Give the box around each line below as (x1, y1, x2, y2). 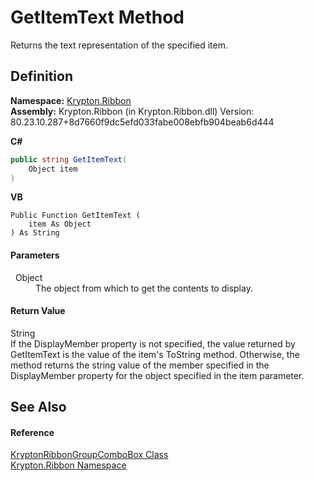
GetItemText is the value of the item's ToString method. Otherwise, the (10, 348, 300, 360)
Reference (10, 426, 55, 438)
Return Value (10, 305, 66, 317)
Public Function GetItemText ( (10, 211, 141, 221)
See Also (10, 399, 67, 416)
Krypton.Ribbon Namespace (10, 459, 127, 471)
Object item (28, 164, 78, 174)
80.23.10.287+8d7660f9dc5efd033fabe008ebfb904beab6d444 (10, 116, 275, 128)
